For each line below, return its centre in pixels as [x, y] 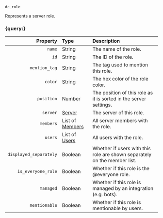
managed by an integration [123, 188]
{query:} [15, 28]
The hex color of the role [121, 79]
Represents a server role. [30, 16]
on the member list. [114, 161]
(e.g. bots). [105, 195]
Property [47, 41]
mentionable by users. [118, 208]
